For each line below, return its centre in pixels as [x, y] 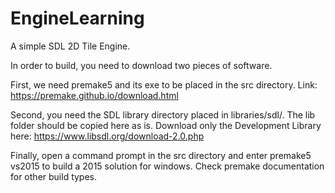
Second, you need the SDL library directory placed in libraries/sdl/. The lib [163, 114]
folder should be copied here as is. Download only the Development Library [166, 125]
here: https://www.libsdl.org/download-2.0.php [107, 136]
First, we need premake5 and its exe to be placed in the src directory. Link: [164, 84]
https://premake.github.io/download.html [94, 95]
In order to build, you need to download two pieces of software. [141, 65]
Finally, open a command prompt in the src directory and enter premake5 [161, 155]
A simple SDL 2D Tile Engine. [70, 46]
